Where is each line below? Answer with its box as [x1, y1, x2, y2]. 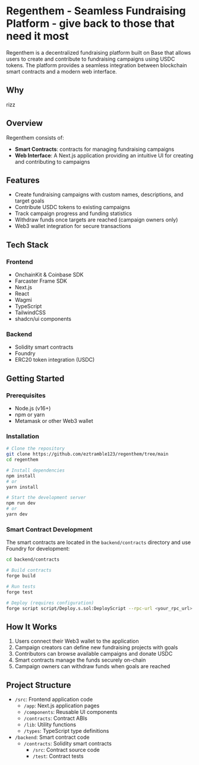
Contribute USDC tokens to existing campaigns [14, 204, 131, 211]
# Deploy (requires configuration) [6, 600, 94, 606]
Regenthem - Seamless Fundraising [6, 4, 186, 18]
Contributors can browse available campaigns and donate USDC [14, 650, 173, 657]
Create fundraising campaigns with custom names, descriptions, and [14, 191, 184, 198]
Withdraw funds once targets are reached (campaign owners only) [14, 216, 178, 223]
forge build [6, 573, 36, 579]
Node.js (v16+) [14, 405, 51, 412]
